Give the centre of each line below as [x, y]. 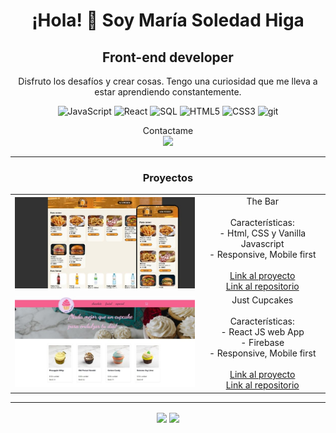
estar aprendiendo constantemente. [168, 92]
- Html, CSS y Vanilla [263, 233]
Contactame [168, 130]
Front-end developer [168, 57]
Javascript [262, 244]
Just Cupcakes [262, 300]
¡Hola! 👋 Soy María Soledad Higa [168, 20]
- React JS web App [262, 332]
